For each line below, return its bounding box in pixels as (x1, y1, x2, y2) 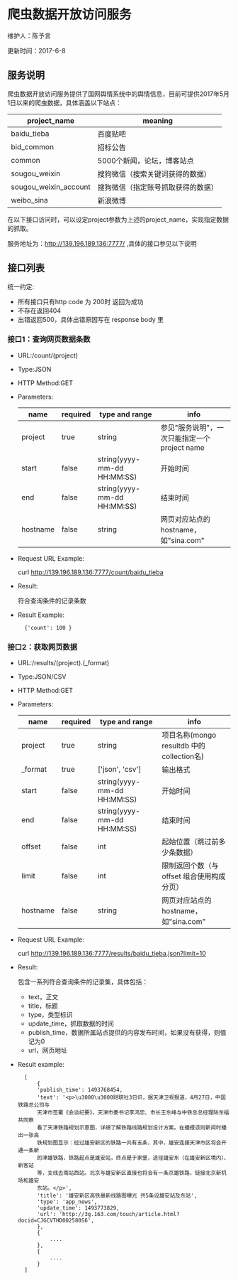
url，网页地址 (28, 1046, 67, 1055)
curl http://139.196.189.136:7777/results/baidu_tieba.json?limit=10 (17, 950, 207, 958)
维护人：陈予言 (7, 31, 51, 40)
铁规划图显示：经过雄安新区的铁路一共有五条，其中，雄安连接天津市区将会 (36, 1139, 222, 1146)
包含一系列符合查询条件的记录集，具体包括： (17, 978, 149, 986)
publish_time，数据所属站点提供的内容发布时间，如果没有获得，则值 (28, 1028, 227, 1037)
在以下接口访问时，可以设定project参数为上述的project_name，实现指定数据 (7, 215, 229, 224)
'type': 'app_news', (36, 1198, 98, 1205)
